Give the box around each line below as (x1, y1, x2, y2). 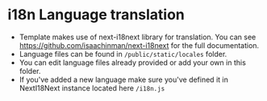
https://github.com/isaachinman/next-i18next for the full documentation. (19, 40, 260, 50)
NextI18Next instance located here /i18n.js (19, 83, 165, 93)
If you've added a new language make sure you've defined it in (19, 75, 229, 84)
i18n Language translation (7, 6, 185, 24)
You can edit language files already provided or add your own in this (19, 58, 247, 67)
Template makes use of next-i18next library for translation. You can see (19, 32, 257, 42)
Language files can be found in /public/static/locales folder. (19, 49, 227, 59)
